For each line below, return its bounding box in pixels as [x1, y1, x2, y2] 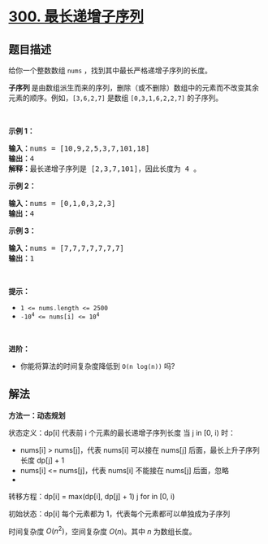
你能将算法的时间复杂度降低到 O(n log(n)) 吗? [19, 362, 175, 371]
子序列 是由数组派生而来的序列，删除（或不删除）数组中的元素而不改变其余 [8, 83, 260, 92]
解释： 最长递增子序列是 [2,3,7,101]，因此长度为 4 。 [8, 165, 201, 173]
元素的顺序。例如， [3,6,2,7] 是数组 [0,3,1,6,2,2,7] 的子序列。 [8, 93, 223, 103]
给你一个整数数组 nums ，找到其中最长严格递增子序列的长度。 [8, 66, 213, 75]
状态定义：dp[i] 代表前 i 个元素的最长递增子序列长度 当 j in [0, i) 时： [8, 428, 236, 437]
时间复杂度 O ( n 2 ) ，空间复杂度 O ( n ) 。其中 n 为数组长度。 [8, 524, 197, 536]
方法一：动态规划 [8, 410, 66, 420]
